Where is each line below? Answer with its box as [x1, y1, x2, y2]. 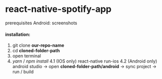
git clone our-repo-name [12, 42, 65, 48]
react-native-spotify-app [5, 3, 112, 15]
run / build [12, 69, 34, 75]
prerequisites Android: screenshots [5, 20, 77, 26]
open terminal [12, 53, 41, 59]
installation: [5, 31, 31, 37]
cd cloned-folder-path [12, 48, 60, 54]
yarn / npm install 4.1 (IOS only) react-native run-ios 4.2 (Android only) [12, 58, 158, 64]
